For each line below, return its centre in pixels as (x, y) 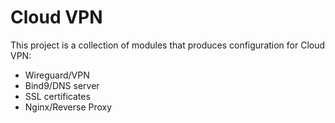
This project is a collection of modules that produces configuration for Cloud (168, 45)
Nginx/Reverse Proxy (68, 107)
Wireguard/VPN (57, 75)
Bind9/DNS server (62, 85)
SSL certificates (57, 96)
